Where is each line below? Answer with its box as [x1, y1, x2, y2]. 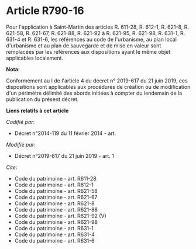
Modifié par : [6, 141, 36, 148]
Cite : [6, 164, 18, 171]
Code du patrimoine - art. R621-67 [14, 193, 98, 200]
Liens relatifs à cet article [6, 107, 69, 114]
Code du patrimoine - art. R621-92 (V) [14, 212, 106, 219]
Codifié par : [6, 118, 35, 125]
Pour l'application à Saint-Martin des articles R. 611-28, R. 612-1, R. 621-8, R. [6, 23, 189, 30]
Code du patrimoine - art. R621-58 [14, 187, 98, 194]
